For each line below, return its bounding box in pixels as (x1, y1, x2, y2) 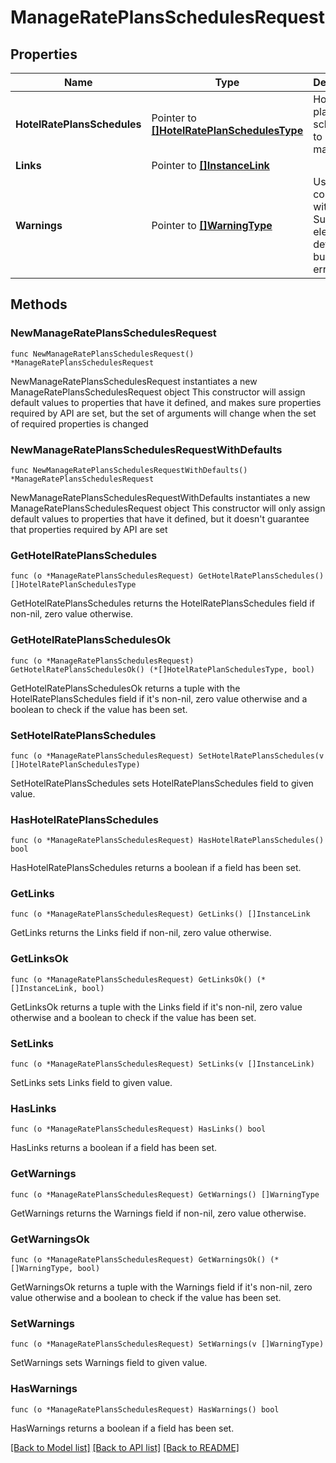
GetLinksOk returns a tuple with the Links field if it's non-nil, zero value (10, 1001, 303, 1013)
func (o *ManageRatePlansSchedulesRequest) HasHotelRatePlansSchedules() (10, 836, 325, 846)
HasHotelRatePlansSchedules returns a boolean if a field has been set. (10, 862, 302, 874)
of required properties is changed (10, 417, 149, 430)
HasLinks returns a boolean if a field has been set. (10, 1142, 217, 1154)
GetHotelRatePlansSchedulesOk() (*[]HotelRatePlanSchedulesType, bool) (10, 664, 315, 675)
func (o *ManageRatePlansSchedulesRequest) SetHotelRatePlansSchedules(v (10, 751, 325, 761)
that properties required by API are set (10, 523, 168, 535)
